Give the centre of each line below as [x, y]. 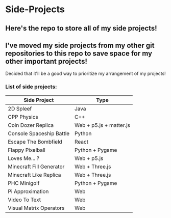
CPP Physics [23, 117]
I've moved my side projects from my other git [80, 45]
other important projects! [46, 61]
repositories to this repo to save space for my [79, 53]
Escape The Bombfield [35, 142]
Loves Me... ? [24, 158]
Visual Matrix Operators [36, 208]
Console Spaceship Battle [39, 133]
